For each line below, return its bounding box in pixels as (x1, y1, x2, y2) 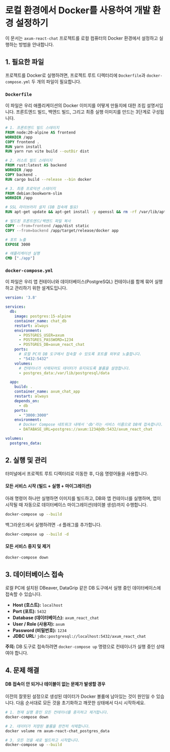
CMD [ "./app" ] (5, 256, 35, 261)
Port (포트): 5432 (12, 608, 47, 614)
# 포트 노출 (5, 237, 26, 242)
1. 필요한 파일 (5, 58, 44, 67)
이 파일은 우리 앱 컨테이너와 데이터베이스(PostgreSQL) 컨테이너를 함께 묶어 (5, 279, 153, 285)
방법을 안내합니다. (18, 41, 54, 47)
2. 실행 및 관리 (5, 456, 47, 465)
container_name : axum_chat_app (14, 389, 80, 394)
